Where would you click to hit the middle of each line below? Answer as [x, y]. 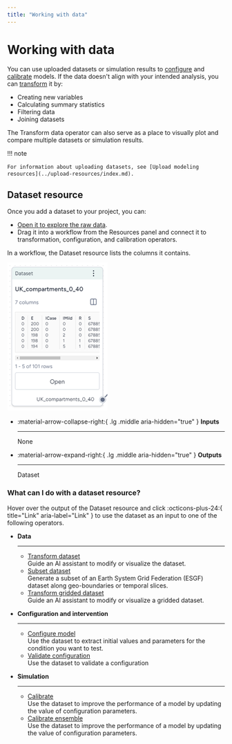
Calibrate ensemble [55, 718]
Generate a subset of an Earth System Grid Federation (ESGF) [115, 578]
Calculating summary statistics [61, 105]
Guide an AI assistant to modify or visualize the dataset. [107, 563]
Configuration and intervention [62, 613]
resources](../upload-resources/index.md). [71, 174]
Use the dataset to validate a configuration [88, 663]
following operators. [36, 523]
